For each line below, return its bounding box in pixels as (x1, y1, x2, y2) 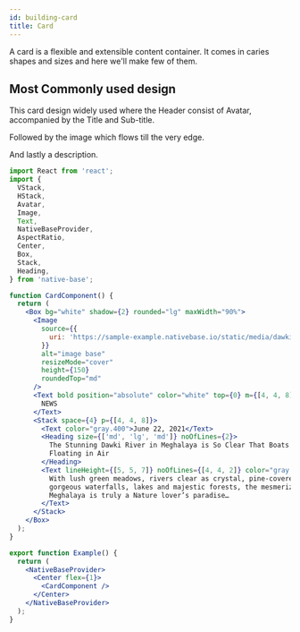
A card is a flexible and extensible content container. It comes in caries (9, 46, 270, 56)
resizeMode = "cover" (41, 357, 114, 367)
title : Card (9, 21, 54, 30)
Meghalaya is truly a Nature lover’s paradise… (48, 491, 229, 500)
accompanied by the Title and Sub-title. (9, 115, 155, 125)
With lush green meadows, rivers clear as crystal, (48, 474, 246, 483)
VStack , (17, 184, 46, 192)
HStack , (17, 192, 46, 201)
